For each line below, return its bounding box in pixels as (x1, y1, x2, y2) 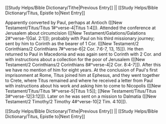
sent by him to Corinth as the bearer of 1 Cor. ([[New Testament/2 (5, 41, 139, 47)
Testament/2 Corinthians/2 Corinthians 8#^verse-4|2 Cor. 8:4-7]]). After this (5, 62, 161, 67)
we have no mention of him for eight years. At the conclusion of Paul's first (5, 67, 158, 73)
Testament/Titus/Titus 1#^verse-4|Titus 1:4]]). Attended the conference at (5, 25, 156, 31)
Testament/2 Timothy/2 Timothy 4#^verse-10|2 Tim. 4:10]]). (5, 99, 127, 104)
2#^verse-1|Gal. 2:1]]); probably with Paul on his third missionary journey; (5, 35, 155, 41)
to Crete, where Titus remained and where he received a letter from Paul (5, 77, 153, 83)
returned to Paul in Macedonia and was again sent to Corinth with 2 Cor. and (5, 51, 161, 57)
